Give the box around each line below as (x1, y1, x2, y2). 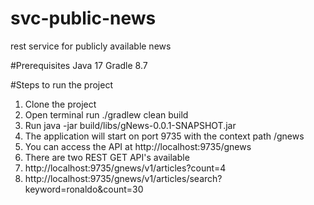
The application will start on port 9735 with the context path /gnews (24, 130, 305, 142)
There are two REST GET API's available (24, 151, 190, 163)
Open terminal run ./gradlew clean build (24, 108, 189, 121)
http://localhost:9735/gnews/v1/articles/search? (24, 172, 223, 184)
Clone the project (24, 98, 97, 110)
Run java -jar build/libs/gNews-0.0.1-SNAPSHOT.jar (24, 119, 237, 131)
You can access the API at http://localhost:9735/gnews (24, 140, 252, 152)
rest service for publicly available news (10, 40, 172, 52)
